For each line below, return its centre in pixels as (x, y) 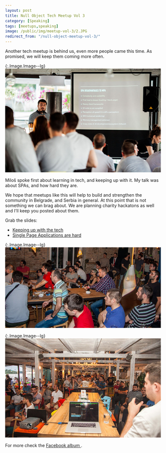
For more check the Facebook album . (44, 446)
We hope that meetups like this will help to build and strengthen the (74, 195)
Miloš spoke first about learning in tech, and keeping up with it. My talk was (82, 180)
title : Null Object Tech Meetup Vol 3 (45, 16)
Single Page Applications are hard (47, 235)
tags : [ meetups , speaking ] (32, 26)
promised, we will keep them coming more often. (55, 56)
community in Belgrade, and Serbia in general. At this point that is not (76, 201)
